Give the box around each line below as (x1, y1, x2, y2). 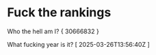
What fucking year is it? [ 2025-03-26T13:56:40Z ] (7, 40, 151, 48)
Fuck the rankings (7, 5, 112, 20)
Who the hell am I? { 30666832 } (7, 27, 99, 35)
